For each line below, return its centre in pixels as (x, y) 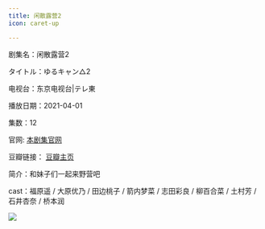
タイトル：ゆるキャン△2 (50, 71)
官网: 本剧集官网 (35, 139)
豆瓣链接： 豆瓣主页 (41, 157)
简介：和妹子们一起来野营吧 (54, 174)
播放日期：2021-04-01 (46, 105)
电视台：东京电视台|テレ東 (52, 88)
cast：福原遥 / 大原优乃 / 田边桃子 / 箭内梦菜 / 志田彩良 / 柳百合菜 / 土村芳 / (132, 190)
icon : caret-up (34, 23)
